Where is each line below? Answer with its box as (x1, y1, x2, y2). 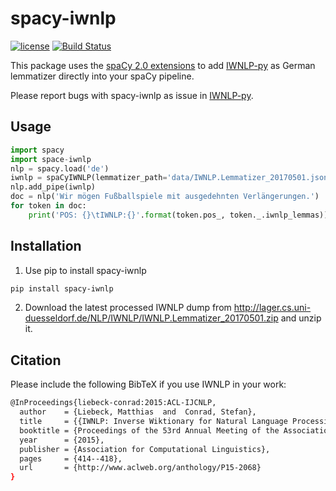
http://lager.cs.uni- (233, 302, 312, 314)
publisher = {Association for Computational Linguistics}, (19, 444, 271, 454)
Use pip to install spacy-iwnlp (24, 264, 147, 276)
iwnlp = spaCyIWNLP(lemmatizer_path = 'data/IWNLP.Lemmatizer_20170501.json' (10, 173, 333, 183)
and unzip (280, 312, 322, 324)
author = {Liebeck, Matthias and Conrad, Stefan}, (19, 407, 257, 417)
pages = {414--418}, (19, 453, 123, 464)
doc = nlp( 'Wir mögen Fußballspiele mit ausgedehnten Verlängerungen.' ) (10, 192, 320, 202)
